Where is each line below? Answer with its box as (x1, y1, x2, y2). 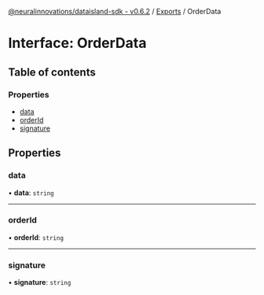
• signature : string (8, 278, 71, 287)
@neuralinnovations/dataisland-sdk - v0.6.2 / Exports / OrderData (8, 7, 222, 16)
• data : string (8, 188, 55, 197)
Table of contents (8, 65, 96, 79)
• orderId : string (8, 232, 64, 242)
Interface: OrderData (8, 35, 147, 52)
